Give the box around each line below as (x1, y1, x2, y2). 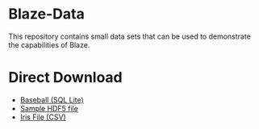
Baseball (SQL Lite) (19, 94, 85, 105)
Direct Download (8, 69, 123, 87)
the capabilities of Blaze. (8, 40, 90, 49)
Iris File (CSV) (19, 112, 66, 122)
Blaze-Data (8, 5, 85, 23)
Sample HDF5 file (19, 103, 79, 113)
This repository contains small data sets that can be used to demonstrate (8, 31, 252, 41)
